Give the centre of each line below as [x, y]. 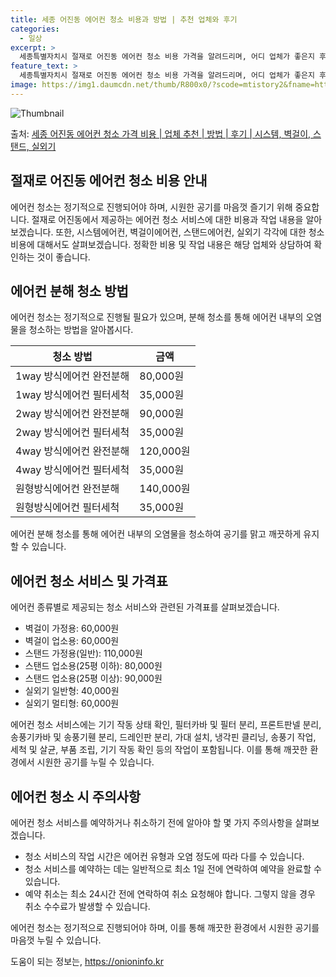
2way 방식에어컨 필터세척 [72, 433]
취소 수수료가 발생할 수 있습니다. [87, 906]
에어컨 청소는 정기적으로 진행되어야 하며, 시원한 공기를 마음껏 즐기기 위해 [151, 207]
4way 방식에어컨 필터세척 [72, 470]
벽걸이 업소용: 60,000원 [72, 641]
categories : [35, 29]
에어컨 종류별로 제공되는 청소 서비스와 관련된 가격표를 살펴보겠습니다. [145, 607]
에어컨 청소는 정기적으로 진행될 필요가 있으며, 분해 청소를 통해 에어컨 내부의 [157, 317]
